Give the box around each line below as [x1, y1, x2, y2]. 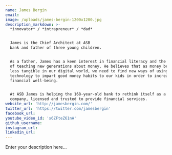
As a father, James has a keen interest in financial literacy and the [10, 59, 166, 64]
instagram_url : [5, 125, 38, 130]
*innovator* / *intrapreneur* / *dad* [10, 27, 93, 32]
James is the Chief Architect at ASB [10, 41, 91, 46]
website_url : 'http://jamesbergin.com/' [5, 101, 93, 107]
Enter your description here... [5, 144, 67, 150]
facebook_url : [5, 111, 36, 116]
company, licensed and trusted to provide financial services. [10, 96, 147, 102]
